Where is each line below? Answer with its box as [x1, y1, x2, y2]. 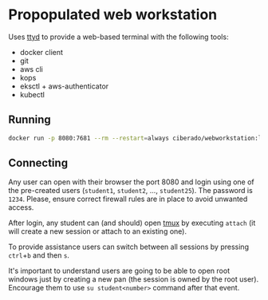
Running [8, 113, 52, 127]
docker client [19, 47, 64, 57]
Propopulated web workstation [8, 6, 218, 24]
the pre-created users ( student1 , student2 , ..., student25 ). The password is [8, 186, 253, 195]
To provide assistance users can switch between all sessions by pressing [8, 242, 250, 252]
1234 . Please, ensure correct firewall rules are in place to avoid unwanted [8, 194, 248, 204]
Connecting [8, 156, 69, 170]
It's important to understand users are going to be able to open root [8, 266, 230, 276]
